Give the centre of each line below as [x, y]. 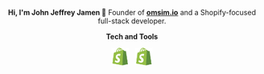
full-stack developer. [132, 21]
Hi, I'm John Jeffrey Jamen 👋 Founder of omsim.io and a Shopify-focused [132, 12]
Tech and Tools [132, 37]
